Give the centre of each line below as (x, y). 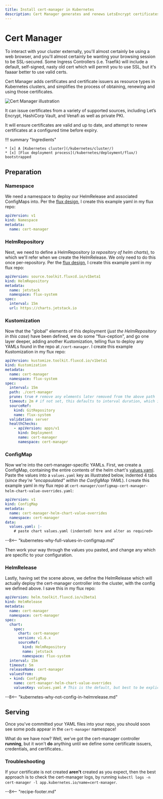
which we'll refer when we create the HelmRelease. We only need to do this (81, 257)
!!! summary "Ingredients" (31, 140)
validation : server (29, 419)
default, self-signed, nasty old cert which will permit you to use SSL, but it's (81, 67)
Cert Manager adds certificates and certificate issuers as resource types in (80, 82)
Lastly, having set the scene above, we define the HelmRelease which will (79, 578)
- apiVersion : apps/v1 (37, 428)
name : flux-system (32, 415)
